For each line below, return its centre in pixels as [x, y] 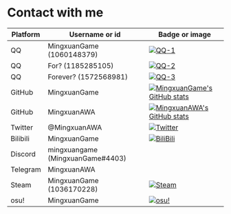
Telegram [26, 169]
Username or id [95, 34]
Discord [23, 154]
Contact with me [55, 13]
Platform [26, 34]
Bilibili [20, 139]
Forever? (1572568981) [88, 77]
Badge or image [185, 34]
